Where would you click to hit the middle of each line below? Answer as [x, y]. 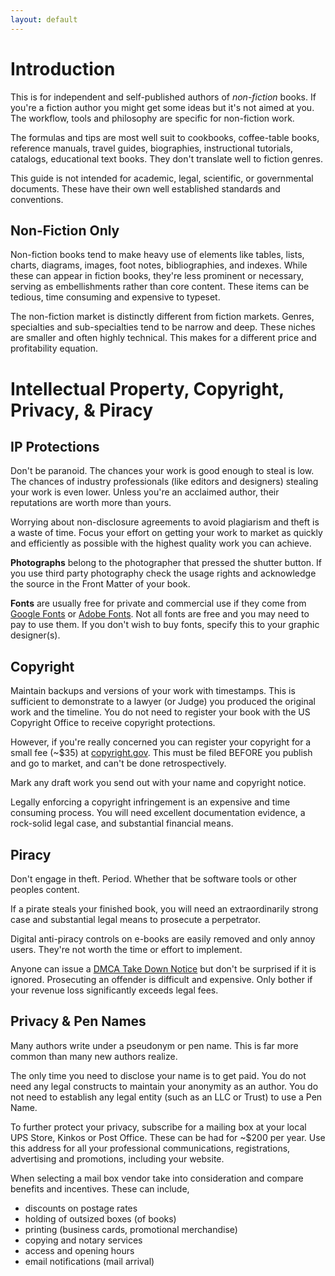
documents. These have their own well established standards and [145, 188]
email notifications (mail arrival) [89, 1261]
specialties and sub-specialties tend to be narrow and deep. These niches [163, 327]
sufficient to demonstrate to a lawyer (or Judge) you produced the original [163, 702]
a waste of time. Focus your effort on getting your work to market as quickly [166, 533]
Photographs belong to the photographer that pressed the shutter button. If [166, 563]
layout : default [44, 19]
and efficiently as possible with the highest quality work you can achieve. [161, 543]
